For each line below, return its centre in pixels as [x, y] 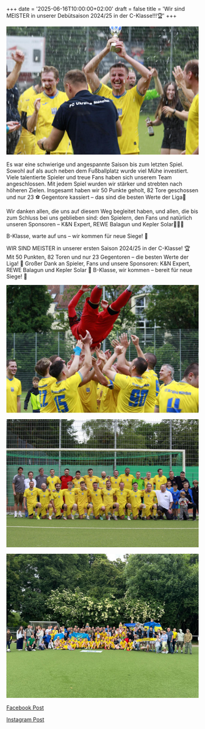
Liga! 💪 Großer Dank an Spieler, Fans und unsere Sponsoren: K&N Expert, [99, 263]
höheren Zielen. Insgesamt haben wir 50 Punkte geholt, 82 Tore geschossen [103, 190]
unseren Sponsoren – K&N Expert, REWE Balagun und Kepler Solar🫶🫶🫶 [95, 224]
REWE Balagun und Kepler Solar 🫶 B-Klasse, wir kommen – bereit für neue [99, 270]
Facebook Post [25, 708]
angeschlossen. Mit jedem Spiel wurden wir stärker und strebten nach [94, 184]
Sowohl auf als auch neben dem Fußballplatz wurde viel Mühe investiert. [98, 171]
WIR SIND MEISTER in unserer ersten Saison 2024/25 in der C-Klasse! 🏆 [98, 248]
